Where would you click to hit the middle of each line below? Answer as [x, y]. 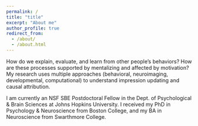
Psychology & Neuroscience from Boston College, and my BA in [84, 111]
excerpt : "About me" [32, 22]
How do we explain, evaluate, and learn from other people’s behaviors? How [99, 61]
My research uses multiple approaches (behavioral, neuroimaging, [87, 74]
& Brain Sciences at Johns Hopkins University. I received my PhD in [88, 104]
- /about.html [29, 45]
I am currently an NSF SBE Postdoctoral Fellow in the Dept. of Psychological [99, 98]
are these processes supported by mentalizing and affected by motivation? [98, 67]
